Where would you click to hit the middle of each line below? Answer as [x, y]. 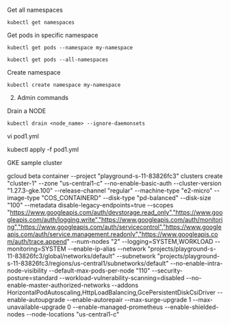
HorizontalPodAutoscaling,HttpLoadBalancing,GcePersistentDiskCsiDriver [111, 292]
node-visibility [27, 271]
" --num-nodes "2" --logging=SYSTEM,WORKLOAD [140, 241]
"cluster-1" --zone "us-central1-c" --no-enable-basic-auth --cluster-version [114, 183]
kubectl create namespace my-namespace [64, 85]
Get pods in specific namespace [53, 35]
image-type [24, 198]
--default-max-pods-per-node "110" [100, 271]
